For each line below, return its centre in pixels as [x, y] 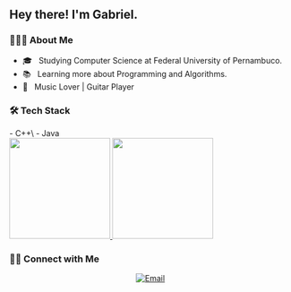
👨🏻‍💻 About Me [41, 40]
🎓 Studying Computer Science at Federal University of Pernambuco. [152, 60]
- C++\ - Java [34, 133]
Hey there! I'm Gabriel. [74, 15]
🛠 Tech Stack [40, 110]
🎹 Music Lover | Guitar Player [78, 86]
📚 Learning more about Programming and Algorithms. [124, 73]
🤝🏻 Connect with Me [55, 259]
